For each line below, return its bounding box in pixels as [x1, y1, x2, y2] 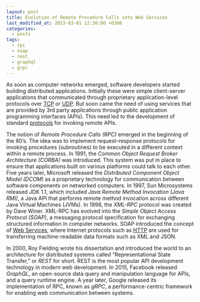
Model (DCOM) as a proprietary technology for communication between [6, 175, 185, 183]
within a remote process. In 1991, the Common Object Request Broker [6, 150, 178, 157]
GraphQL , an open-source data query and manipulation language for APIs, [6, 270, 191, 277]
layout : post [6, 8, 39, 15]
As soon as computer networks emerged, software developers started [6, 81, 180, 88]
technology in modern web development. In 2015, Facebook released [6, 264, 177, 271]
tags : [6, 37, 20, 43]
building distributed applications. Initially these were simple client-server [6, 88, 186, 95]
